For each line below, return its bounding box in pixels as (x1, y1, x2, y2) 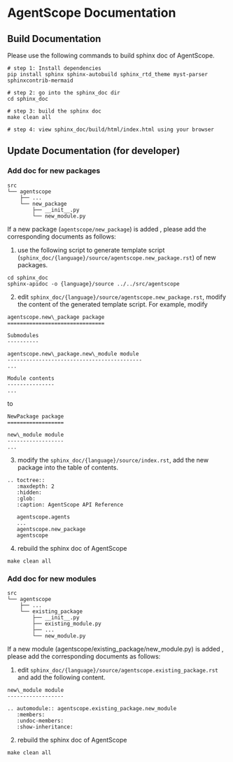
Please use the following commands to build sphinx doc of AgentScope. (7, 51, 215, 59)
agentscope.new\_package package (7, 313, 105, 320)
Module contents (7, 374, 55, 382)
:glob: (16, 495, 36, 502)
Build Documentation (7, 33, 101, 45)
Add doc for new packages (7, 166, 101, 176)
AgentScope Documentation (7, 5, 176, 21)
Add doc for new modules (7, 574, 97, 584)
